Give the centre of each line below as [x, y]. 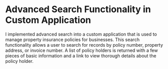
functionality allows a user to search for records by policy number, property [84, 45]
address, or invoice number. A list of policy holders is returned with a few [82, 50]
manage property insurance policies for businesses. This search [72, 40]
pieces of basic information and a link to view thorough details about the [81, 56]
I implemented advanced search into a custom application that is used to [81, 34]
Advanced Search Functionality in [78, 9]
